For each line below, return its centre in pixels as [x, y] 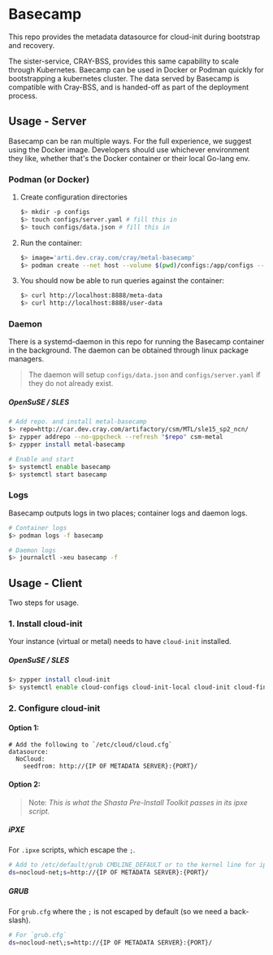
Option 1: [24, 727]
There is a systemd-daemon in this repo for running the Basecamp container [136, 342]
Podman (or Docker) [49, 179]
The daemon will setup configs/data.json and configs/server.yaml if [145, 375]
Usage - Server [48, 122]
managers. [26, 359]
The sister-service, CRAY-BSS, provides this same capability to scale [124, 61]
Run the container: [51, 243]
